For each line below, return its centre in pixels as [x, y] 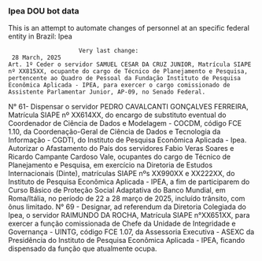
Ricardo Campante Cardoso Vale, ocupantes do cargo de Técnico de [120, 157]
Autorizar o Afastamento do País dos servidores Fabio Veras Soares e [121, 149]
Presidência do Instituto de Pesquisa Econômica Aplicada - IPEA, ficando [127, 241]
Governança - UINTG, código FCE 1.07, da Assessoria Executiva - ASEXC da [131, 232]
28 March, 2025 [36, 58]
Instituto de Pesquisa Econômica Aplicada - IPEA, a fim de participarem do [129, 182]
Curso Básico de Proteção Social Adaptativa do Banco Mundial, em [117, 190]
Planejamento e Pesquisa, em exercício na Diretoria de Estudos [111, 165]
